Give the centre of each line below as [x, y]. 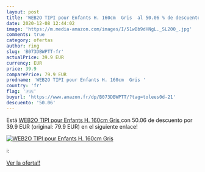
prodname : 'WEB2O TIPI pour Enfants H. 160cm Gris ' [76, 80]
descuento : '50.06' [31, 102]
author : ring [23, 46]
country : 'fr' [24, 86]
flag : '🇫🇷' [21, 91]
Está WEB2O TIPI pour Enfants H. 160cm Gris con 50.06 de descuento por [99, 120]
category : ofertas [30, 40]
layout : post [23, 12]
